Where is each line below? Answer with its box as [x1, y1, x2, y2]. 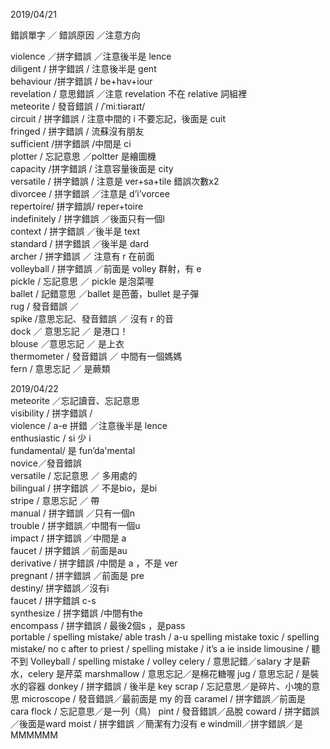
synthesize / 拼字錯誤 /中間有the [10, 607, 143, 619]
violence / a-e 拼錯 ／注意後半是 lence [10, 420, 168, 431]
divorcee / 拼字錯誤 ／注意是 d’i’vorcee [10, 188, 170, 199]
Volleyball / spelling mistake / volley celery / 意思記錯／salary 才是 [29, 655, 302, 667]
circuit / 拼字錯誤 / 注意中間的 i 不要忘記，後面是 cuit [10, 113, 226, 124]
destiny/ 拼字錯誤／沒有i [10, 582, 110, 594]
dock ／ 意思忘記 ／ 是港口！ [10, 325, 129, 337]
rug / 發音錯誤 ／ [10, 300, 79, 312]
